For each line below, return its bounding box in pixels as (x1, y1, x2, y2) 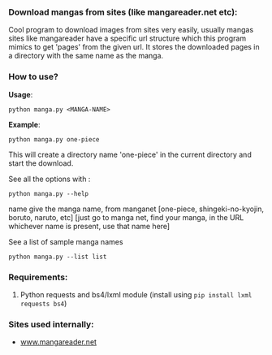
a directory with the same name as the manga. (8, 51, 164, 61)
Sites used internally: (8, 318, 95, 330)
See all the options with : (8, 174, 91, 184)
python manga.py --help (8, 189, 89, 197)
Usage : (8, 89, 33, 99)
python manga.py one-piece (8, 135, 100, 144)
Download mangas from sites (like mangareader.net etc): (8, 6, 238, 18)
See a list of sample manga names (8, 236, 123, 246)
